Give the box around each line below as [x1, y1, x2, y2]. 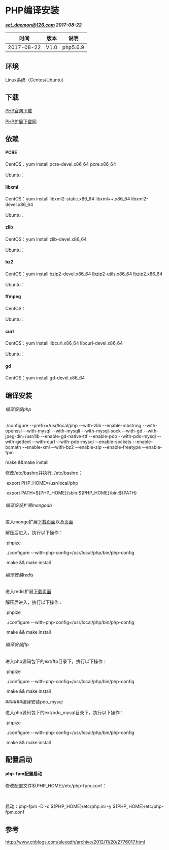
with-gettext [5, 438, 31, 445]
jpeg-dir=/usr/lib [5, 433, 40, 439]
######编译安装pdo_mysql [5, 698, 63, 705]
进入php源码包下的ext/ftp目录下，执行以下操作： [5, 658, 108, 664]
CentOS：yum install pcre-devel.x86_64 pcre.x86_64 [5, 161, 116, 167]
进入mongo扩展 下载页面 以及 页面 [5, 519, 74, 525]
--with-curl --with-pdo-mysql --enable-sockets [32, 438, 132, 445]
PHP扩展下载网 [5, 118, 37, 125]
